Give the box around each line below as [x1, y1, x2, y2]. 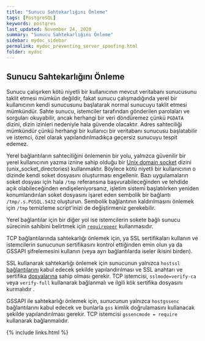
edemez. [6, 140, 29, 147]
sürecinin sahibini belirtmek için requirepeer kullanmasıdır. [6, 222, 154, 230]
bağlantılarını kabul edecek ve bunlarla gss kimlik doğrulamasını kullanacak [6, 304, 195, 311]
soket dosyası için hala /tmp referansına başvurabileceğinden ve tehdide [6, 178, 188, 185]
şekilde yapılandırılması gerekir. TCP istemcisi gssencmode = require [6, 310, 177, 318]
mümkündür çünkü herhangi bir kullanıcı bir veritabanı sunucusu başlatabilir [6, 127, 198, 134]
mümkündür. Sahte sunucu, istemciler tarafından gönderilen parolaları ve [6, 107, 190, 115]
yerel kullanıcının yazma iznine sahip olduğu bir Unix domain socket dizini [6, 158, 192, 166]
